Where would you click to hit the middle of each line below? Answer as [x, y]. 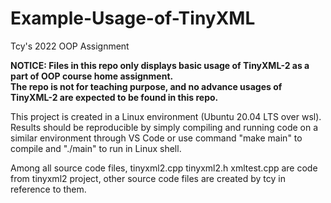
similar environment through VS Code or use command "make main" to [156, 138]
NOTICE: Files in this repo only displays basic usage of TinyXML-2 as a [160, 65]
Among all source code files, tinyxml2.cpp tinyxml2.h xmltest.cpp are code [164, 168]
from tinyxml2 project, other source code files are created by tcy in [148, 178]
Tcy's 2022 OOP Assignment [70, 46]
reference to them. [48, 189]
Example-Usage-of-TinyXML [133, 18]
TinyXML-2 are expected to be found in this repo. [114, 97]
